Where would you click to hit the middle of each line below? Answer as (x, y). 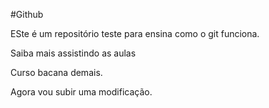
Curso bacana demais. (56, 72)
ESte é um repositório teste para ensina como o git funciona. (135, 33)
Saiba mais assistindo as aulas (73, 53)
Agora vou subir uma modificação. (81, 92)
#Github (27, 14)
